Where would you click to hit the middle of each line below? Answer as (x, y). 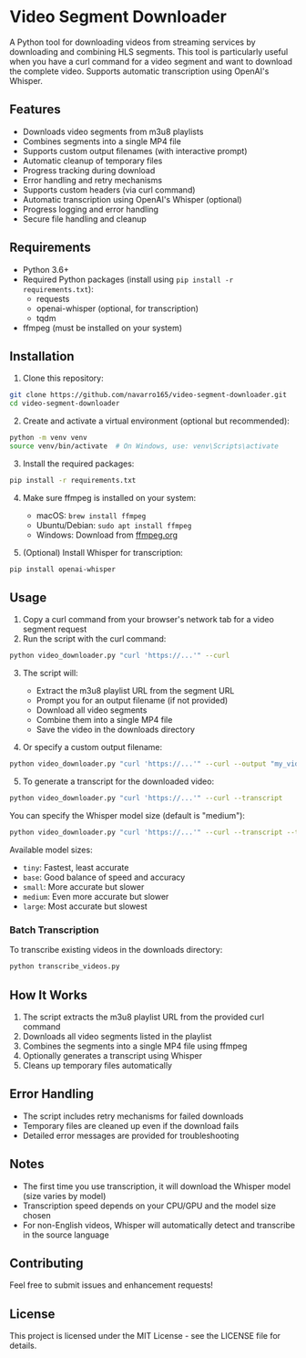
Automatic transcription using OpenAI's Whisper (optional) (133, 199)
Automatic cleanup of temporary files (92, 161)
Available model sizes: (51, 850)
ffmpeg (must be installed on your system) (102, 328)
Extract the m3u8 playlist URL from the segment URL (135, 691)
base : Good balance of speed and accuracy (104, 877)
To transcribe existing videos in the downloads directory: (116, 950)
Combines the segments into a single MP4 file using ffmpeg (135, 1046)
